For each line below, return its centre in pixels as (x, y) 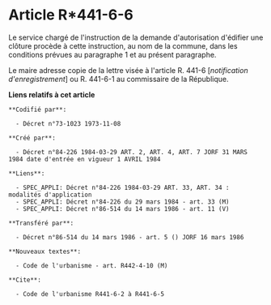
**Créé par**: (32, 138)
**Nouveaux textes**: (45, 251)
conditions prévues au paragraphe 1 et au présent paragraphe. (112, 54)
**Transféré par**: (41, 223)
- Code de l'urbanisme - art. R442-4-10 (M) (92, 265)
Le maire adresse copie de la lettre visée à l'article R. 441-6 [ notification (128, 70)
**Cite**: (25, 280)
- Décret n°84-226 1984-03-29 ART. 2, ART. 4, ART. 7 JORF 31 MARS (132, 152)
